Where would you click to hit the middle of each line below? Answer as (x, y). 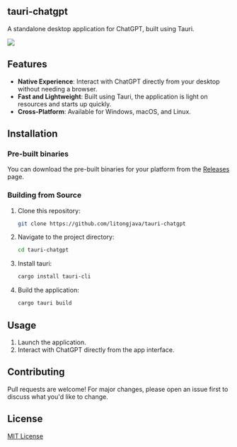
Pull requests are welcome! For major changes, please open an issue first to (118, 389)
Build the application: (48, 290)
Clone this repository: (49, 210)
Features (27, 64)
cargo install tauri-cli (54, 277)
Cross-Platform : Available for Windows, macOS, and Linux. (104, 111)
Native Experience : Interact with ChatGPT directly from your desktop (119, 81)
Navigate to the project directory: (66, 237)
